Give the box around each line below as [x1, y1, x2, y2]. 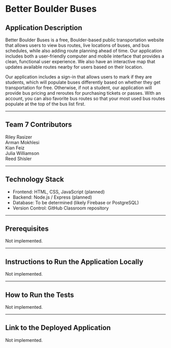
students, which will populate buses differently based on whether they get [5, 79, 161, 85]
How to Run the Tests [5, 290, 74, 299]
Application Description [5, 23, 82, 32]
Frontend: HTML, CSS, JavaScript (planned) [12, 189, 105, 195]
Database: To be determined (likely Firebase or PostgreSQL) [12, 199, 139, 205]
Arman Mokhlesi [5, 139, 40, 145]
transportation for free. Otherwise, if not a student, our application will [5, 85, 152, 91]
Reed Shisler [5, 155, 32, 162]
